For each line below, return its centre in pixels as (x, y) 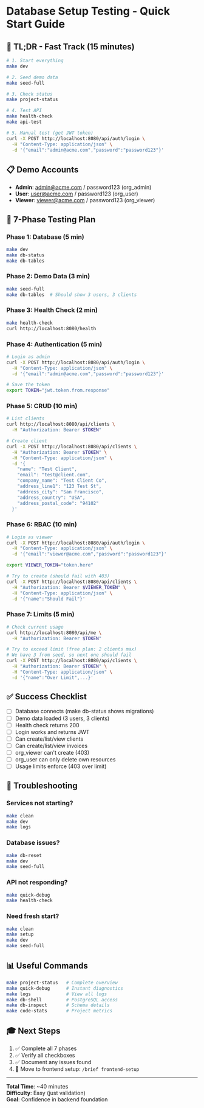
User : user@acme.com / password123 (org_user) (76, 194)
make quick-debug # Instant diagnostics (65, 988)
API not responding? (37, 883)
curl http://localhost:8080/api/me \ (54, 633)
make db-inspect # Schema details (58, 1005)
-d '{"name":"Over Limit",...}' (53, 677)
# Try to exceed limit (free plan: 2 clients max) (72, 649)
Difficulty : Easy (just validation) (46, 1093)
